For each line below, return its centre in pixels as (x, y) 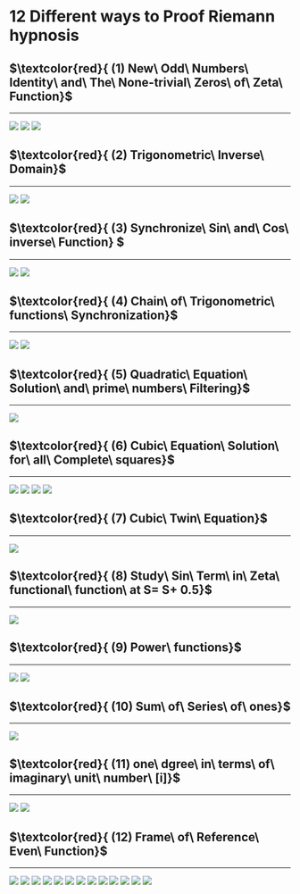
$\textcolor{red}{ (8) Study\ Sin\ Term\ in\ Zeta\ (145, 577)
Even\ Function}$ (58, 851)
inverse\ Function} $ (67, 242)
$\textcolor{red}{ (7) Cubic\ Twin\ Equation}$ (138, 518)
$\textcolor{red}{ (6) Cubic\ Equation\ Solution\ (144, 445)
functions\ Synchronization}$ (94, 316)
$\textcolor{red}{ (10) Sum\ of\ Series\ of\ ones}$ (150, 706)
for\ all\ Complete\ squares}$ (92, 460)
